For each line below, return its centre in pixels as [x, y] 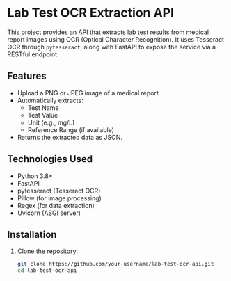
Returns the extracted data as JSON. [70, 137]
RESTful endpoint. [33, 54]
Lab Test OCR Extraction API [91, 13]
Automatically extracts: [50, 100]
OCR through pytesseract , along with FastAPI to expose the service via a [112, 47]
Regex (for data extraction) [56, 205]
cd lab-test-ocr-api [47, 271]
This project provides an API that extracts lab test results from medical [108, 32]
